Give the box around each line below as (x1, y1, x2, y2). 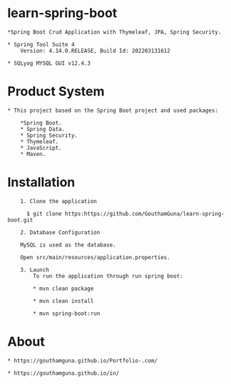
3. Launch (20, 266, 50, 274)
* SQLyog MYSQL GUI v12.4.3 (7, 59, 91, 67)
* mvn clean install (33, 297, 94, 304)
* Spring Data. (20, 125, 66, 133)
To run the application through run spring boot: (33, 272, 183, 279)
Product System (7, 83, 105, 100)
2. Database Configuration (20, 229, 101, 236)
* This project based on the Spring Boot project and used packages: (7, 107, 219, 114)
